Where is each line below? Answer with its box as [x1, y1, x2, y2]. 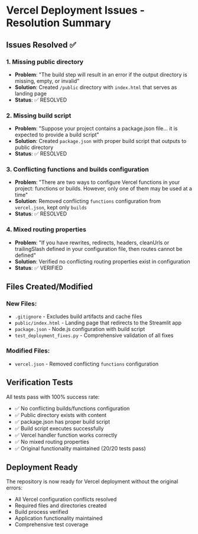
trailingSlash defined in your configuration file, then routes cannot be [14, 245, 183, 252]
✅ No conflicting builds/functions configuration [14, 405, 130, 412]
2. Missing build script [6, 111, 72, 119]
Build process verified [14, 508, 69, 516]
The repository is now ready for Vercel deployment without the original [6, 478, 178, 485]
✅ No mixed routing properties [14, 438, 90, 445]
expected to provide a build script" [14, 131, 99, 138]
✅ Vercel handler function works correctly [14, 431, 118, 438]
